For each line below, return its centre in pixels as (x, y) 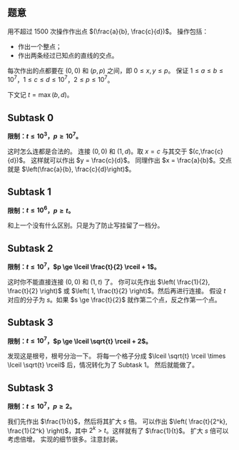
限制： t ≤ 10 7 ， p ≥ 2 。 (42, 405)
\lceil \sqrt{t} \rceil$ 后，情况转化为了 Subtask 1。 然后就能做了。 (103, 365)
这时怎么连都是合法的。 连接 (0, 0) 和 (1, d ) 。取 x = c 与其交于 (97, 151)
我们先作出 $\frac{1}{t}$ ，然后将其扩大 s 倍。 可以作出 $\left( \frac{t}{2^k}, (118, 421)
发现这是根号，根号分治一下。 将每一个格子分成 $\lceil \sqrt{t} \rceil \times (117, 356)
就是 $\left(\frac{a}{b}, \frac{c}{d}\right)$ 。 (71, 169)
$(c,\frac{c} (206, 151)
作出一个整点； (40, 46)
